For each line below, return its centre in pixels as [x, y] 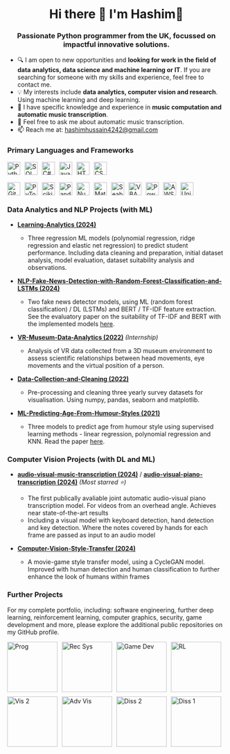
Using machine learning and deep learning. [79, 100]
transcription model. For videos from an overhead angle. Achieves [122, 506]
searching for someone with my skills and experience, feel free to [110, 77]
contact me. [34, 85]
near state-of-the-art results [68, 513]
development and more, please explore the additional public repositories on [115, 624]
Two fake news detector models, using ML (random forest [110, 302]
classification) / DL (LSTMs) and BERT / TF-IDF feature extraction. [122, 309]
